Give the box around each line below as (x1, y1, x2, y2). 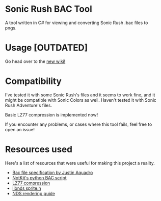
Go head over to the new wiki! (5, 58, 66, 64)
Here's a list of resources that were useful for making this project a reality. (5, 160, 155, 166)
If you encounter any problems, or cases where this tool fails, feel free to (5, 121, 152, 127)
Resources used (5, 144, 73, 155)
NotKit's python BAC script (12, 174, 67, 180)
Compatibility (5, 76, 62, 87)
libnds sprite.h (12, 185, 41, 191)
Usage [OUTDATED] (5, 42, 88, 54)
